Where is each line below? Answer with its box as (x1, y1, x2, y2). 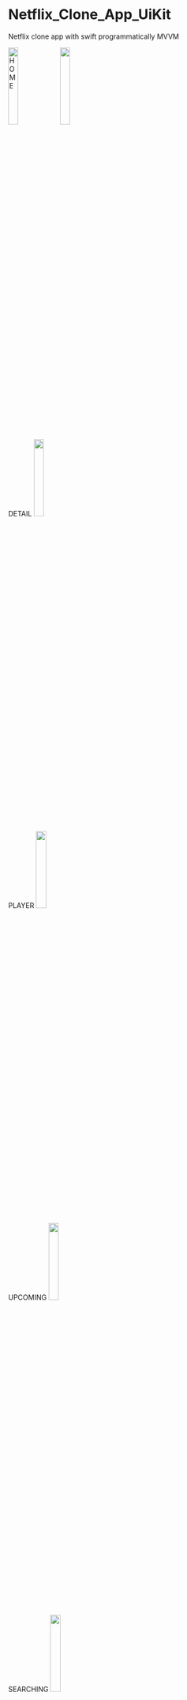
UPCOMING (8, 1293, 47, 1302)
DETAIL (8, 508, 32, 518)
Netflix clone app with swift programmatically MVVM (8, 32, 180, 41)
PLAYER (8, 900, 35, 910)
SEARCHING (8, 1684, 49, 1694)
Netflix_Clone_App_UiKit (8, 6, 171, 24)
